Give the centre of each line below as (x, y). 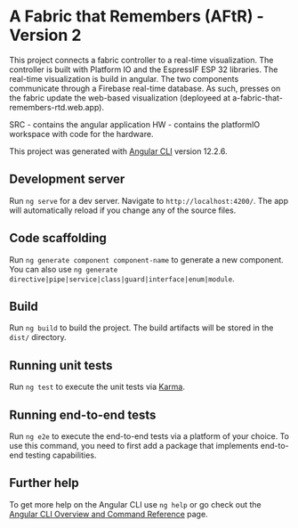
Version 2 (45, 35)
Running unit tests (61, 366)
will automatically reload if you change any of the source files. (123, 210)
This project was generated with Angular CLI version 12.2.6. (119, 151)
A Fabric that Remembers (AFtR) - (137, 16)
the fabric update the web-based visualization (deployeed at (120, 97)
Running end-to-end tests (83, 414)
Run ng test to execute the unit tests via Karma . (97, 387)
